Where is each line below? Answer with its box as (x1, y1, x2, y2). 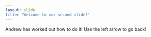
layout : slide (5, 7, 36, 13)
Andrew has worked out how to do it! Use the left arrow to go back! (5, 26, 146, 32)
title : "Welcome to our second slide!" (5, 12, 90, 17)
